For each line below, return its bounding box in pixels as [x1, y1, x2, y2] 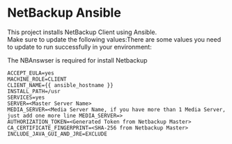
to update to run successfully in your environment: [7, 42, 152, 51]
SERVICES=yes [7, 94, 45, 101]
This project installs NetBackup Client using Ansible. [7, 28, 157, 36]
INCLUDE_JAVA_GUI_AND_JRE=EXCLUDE [7, 130, 108, 137]
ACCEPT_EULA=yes [7, 70, 54, 77]
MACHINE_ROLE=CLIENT [7, 75, 68, 83]
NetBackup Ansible [7, 5, 122, 21]
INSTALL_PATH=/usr [7, 88, 61, 95]
